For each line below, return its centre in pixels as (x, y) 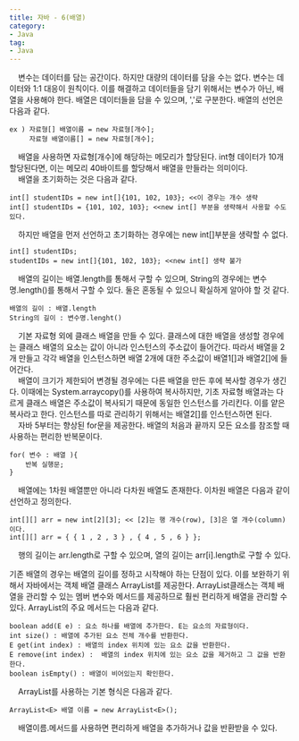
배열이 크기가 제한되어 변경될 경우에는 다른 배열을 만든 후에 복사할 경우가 (144, 380)
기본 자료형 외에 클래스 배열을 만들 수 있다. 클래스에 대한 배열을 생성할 (139, 336)
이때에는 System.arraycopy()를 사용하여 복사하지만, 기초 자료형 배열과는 (148, 392)
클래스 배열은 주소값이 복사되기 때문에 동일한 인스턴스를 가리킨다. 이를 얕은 (155, 403)
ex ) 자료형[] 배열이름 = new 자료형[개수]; (82, 130)
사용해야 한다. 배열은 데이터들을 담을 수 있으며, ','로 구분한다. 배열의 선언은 (154, 100)
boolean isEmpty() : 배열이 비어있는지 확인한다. (92, 674)
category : (28, 26)
